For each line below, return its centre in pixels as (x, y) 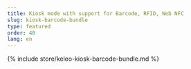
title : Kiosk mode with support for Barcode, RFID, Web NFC (96, 13)
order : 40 (21, 33)
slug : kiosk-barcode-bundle (48, 20)
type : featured (29, 26)
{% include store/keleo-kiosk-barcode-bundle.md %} (83, 59)
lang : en (20, 39)
